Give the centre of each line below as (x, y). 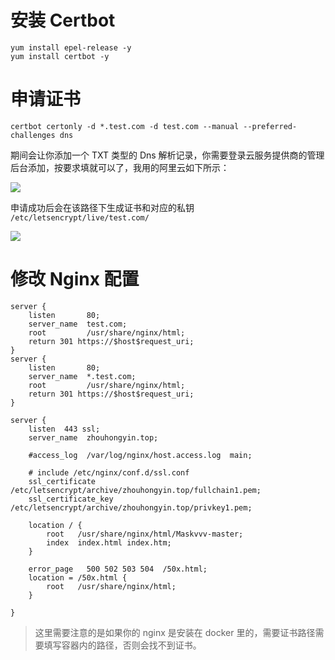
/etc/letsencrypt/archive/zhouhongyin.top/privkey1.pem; (131, 507)
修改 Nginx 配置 (75, 279)
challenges (33, 135)
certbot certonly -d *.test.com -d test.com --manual (125, 126)
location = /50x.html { (78, 577)
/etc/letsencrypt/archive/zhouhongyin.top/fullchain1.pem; (136, 490)
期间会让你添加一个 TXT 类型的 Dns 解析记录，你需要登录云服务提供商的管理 (167, 155)
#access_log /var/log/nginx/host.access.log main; (140, 455)
